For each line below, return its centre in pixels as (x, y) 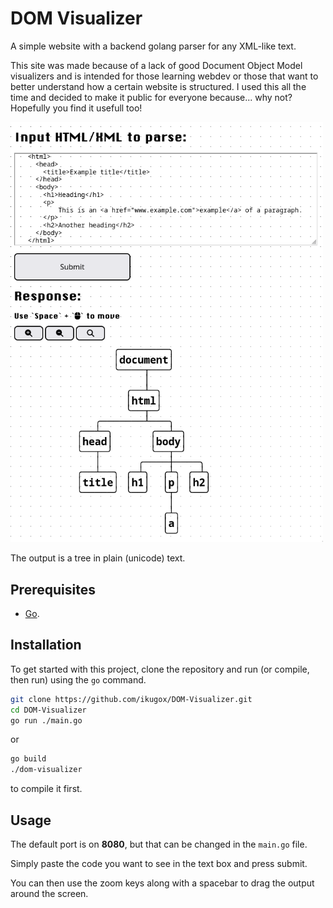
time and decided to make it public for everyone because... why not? (151, 97)
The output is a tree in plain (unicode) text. (98, 558)
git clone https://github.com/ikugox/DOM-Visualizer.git (131, 699)
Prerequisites (53, 589)
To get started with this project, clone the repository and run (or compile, (160, 669)
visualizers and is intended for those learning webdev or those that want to (164, 76)
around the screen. (49, 893)
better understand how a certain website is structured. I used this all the (158, 86)
